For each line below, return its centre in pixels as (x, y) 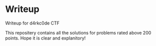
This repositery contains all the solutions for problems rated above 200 (78, 32)
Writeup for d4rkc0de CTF (32, 23)
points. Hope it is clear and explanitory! (45, 38)
